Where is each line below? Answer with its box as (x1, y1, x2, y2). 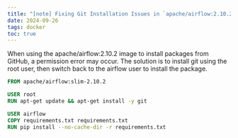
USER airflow (7, 110, 46, 117)
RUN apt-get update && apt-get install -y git (7, 98, 147, 105)
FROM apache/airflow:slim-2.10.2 (7, 79, 106, 86)
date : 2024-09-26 (7, 17, 59, 24)
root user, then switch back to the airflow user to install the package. (7, 64, 208, 73)
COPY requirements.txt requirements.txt (7, 117, 129, 124)
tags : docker (7, 23, 46, 30)
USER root (7, 91, 37, 98)
